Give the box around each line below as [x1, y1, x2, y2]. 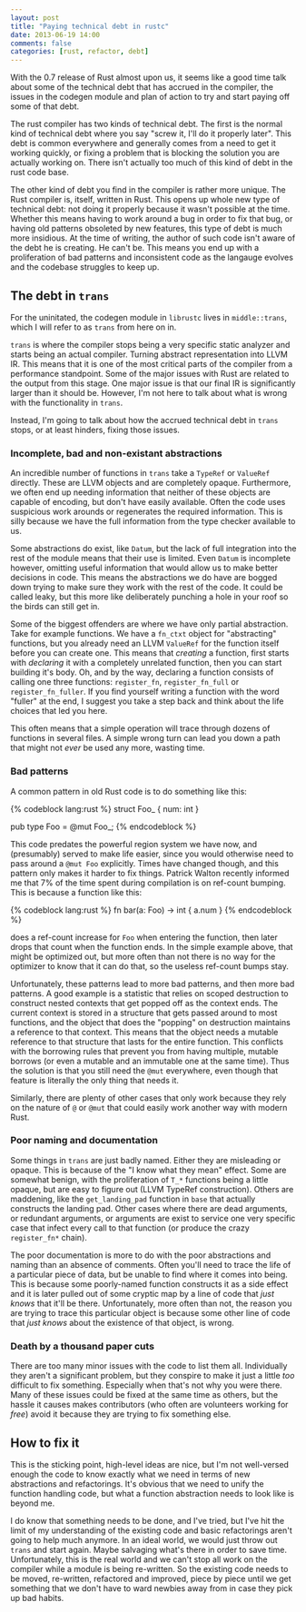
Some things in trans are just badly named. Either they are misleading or [10, 1154, 281, 1165]
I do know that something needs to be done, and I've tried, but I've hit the [10, 1515, 285, 1526]
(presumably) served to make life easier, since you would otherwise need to [10, 848, 294, 859]
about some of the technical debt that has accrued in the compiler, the [10, 82, 273, 93]
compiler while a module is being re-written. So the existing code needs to [10, 1563, 289, 1574]
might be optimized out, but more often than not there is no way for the [10, 951, 276, 962]
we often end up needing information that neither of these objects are [10, 487, 271, 498]
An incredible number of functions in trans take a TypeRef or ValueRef [10, 468, 271, 479]
